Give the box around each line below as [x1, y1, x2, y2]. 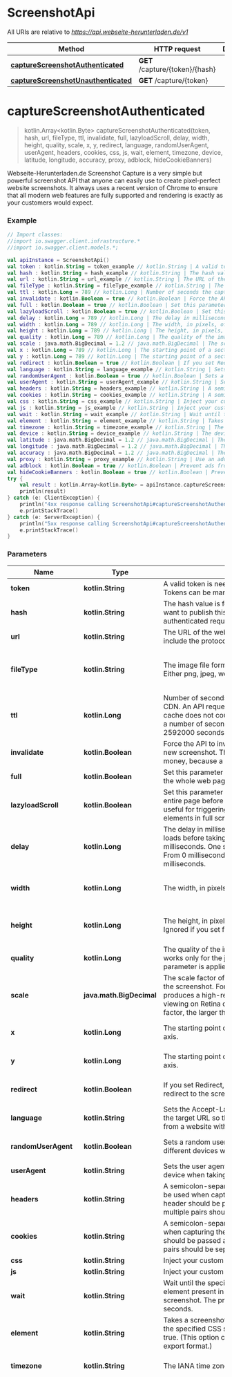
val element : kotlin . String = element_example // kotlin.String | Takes [7, 417, 224, 424]
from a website [163, 1121, 212, 1131]
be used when [163, 1190, 209, 1199]
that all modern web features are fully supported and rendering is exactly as [7, 191, 223, 199]
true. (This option [163, 1332, 220, 1342]
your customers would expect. [7, 198, 94, 207]
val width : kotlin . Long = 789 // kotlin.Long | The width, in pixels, [7, 321, 217, 328]
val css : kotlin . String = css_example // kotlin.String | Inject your [7, 398, 217, 405]
